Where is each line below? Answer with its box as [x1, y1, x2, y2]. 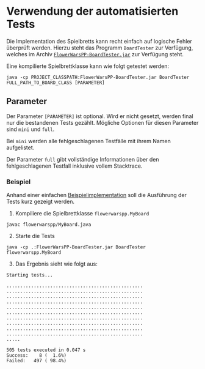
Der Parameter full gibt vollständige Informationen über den [6, 155, 159, 163]
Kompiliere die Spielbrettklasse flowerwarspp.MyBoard [15, 210, 149, 217]
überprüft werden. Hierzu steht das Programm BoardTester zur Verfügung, [6, 44, 193, 51]
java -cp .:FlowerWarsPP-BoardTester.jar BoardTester [6, 244, 146, 250]
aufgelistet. [6, 144, 35, 151]
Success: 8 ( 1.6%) [6, 352, 67, 359]
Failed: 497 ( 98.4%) [6, 358, 67, 364]
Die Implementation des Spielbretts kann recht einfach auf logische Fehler [6, 37, 192, 45]
